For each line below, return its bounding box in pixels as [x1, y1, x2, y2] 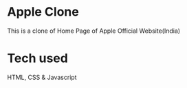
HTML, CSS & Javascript [7, 73, 77, 81]
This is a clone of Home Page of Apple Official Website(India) [7, 27, 181, 35]
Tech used [7, 50, 69, 66]
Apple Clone [7, 4, 79, 20]
